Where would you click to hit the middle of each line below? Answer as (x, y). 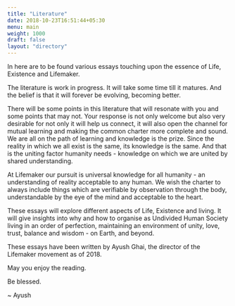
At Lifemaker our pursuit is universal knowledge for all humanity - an (106, 174)
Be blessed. (24, 281)
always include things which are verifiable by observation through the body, (117, 190)
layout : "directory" (38, 46)
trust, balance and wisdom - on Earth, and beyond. (81, 233)
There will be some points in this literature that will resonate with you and (113, 109)
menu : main (23, 27)
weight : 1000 (26, 33)
